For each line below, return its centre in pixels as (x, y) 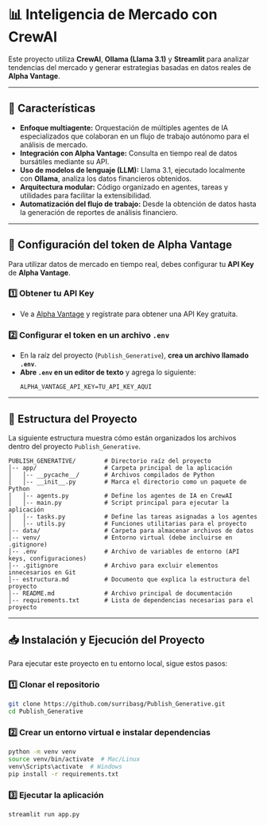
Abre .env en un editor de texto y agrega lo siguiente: (108, 372)
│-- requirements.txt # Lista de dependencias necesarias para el (131, 600)
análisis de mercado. (54, 144)
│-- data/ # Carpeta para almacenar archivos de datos (131, 530)
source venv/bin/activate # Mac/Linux (74, 759)
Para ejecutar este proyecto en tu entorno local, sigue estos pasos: (118, 663)
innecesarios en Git (43, 572)
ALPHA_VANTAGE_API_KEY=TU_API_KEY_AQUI (86, 387)
